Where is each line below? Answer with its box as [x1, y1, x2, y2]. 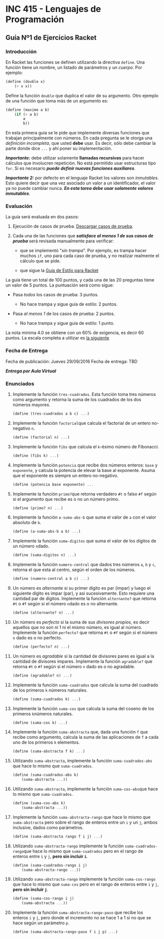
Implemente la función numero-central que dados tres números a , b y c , [12, 562, 156, 568]
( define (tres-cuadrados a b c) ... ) [12, 411, 90, 417]
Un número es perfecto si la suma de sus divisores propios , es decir [12, 619, 150, 625]
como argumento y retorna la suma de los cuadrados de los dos [12, 396, 142, 403]
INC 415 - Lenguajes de [5, 3, 102, 15]
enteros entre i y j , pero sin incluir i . [12, 853, 88, 859]
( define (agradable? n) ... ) [12, 673, 72, 678]
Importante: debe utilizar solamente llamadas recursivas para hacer [5, 155, 144, 161]
